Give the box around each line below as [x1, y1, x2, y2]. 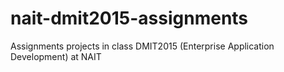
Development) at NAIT [10, 50, 102, 62]
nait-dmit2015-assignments [10, 7, 249, 30]
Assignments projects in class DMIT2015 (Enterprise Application [10, 40, 275, 52]
